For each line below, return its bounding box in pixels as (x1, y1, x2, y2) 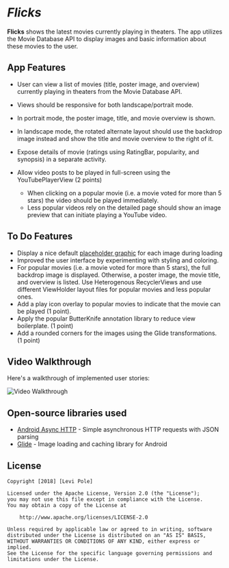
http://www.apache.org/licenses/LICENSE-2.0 (19, 514, 148, 521)
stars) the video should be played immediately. (27, 196, 159, 204)
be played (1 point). (16, 307, 72, 315)
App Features (7, 62, 66, 73)
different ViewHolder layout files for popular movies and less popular (16, 285, 211, 293)
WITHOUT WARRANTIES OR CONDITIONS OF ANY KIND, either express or (7, 538, 200, 545)
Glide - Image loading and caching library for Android (16, 440, 167, 448)
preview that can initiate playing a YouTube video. (27, 210, 167, 219)
